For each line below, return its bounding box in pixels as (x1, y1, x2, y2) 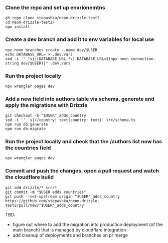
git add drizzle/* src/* (5, 185, 57, 190)
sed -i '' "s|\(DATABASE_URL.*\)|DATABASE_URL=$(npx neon (5, 56, 129, 62)
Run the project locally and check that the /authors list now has (5, 138, 162, 145)
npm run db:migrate (5, 127, 46, 132)
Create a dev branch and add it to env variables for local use (5, 36, 154, 43)
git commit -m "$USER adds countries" (5, 190, 86, 195)
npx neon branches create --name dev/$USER (5, 47, 98, 52)
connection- (130, 56, 156, 62)
